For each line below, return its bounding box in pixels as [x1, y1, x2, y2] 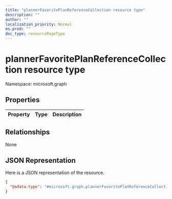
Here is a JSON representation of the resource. [5, 169, 105, 176]
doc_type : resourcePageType [5, 31, 66, 36]
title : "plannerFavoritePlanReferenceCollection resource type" [5, 7, 145, 13]
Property [8, 111, 30, 118]
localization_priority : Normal [5, 21, 72, 27]
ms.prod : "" [5, 27, 31, 32]
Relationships [5, 128, 50, 137]
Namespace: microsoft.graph [5, 81, 67, 87]
